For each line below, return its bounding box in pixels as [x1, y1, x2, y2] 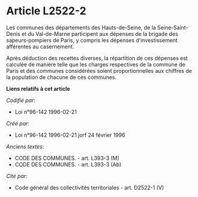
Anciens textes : [6, 143, 45, 150]
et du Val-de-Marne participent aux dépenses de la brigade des [21, 30, 178, 37]
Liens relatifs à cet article [6, 85, 70, 92]
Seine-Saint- [157, 24, 188, 31]
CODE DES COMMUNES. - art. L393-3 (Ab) [14, 161, 122, 168]
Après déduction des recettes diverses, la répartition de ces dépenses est [6, 54, 188, 61]
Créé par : [6, 119, 30, 127]
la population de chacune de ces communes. [6, 73, 117, 81]
